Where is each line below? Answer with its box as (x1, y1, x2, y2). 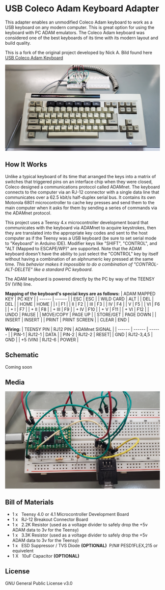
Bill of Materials (5, 498, 54, 507)
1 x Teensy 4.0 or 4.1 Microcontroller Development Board (12, 511, 129, 517)
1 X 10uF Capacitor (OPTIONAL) (12, 553, 80, 559)
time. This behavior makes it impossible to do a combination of (5, 261, 133, 267)
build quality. (5, 40, 31, 46)
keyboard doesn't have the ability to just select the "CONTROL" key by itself (5, 251, 159, 257)
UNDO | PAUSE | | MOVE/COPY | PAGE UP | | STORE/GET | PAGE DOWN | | (5, 311, 157, 317)
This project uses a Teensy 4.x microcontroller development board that (5, 219, 149, 225)
